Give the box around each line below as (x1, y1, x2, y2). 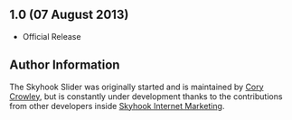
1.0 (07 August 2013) (9, 7, 129, 23)
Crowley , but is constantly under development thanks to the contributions (9, 90, 283, 102)
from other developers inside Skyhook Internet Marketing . (9, 100, 225, 111)
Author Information (9, 58, 120, 73)
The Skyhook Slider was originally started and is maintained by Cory (9, 81, 264, 92)
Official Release (22, 31, 81, 42)
